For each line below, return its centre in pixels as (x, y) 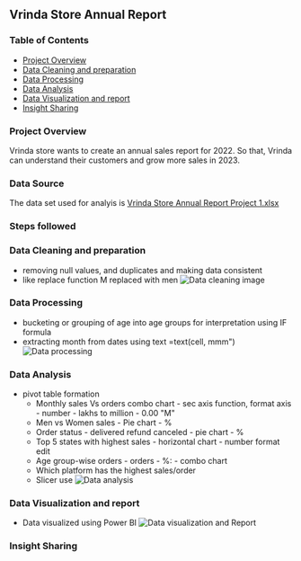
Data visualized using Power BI (80, 523)
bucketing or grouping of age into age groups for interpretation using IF (155, 322)
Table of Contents (49, 40)
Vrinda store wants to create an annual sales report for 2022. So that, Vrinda (151, 150)
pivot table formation (61, 394)
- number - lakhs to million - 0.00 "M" (105, 414)
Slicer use (54, 480)
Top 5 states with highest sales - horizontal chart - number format (158, 442)
